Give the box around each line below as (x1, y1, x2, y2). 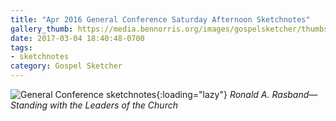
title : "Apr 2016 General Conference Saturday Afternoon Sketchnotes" (10, 14, 311, 25)
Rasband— (271, 89, 318, 100)
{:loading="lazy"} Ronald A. (156, 89, 270, 100)
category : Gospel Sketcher (10, 61, 123, 71)
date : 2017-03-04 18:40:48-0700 (10, 33, 145, 43)
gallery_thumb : (10, 24, 74, 34)
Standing (10, 99, 48, 111)
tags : (10, 42, 33, 53)
